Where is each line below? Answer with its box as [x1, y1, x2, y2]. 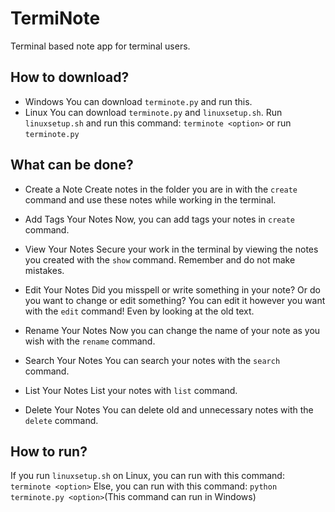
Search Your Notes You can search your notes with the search [24, 354, 281, 366]
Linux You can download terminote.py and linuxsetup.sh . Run [24, 106, 283, 118]
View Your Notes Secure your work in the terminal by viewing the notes [24, 243, 319, 255]
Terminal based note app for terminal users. [10, 40, 191, 52]
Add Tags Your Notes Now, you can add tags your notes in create [24, 213, 295, 225]
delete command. [24, 414, 99, 426]
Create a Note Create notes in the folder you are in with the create [24, 183, 298, 195]
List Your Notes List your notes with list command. [24, 384, 238, 396]
